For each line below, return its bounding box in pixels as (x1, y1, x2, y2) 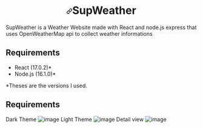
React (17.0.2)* (14, 64, 52, 71)
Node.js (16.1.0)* (14, 70, 56, 78)
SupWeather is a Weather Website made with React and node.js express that (5, 24, 197, 31)
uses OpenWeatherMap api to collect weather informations (5, 30, 153, 37)
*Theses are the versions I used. (5, 82, 87, 89)
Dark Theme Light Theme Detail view (5, 116, 144, 123)
